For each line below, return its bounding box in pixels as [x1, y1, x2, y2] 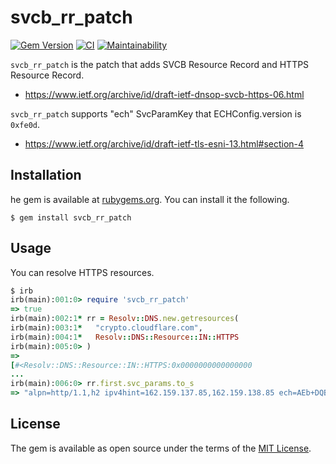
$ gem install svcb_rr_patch [10, 212, 132, 223]
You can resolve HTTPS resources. [10, 266, 155, 278]
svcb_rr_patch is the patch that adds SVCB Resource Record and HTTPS [10, 58, 310, 70]
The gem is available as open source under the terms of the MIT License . [10, 442, 312, 454]
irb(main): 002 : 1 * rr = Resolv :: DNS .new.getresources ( [10, 314, 240, 324]
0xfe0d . [10, 118, 40, 130]
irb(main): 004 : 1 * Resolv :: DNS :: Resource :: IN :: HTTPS [10, 332, 240, 342]
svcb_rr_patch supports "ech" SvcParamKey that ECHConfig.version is [10, 107, 302, 120]
